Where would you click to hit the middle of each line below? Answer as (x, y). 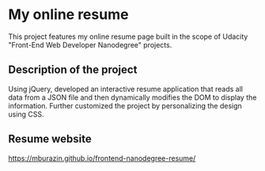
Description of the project (73, 70)
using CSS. (26, 114)
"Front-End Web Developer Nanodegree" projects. (90, 44)
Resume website (50, 139)
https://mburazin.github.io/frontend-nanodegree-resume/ (102, 158)
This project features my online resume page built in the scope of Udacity (128, 36)
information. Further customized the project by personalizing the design (125, 105)
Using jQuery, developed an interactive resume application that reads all (126, 89)
